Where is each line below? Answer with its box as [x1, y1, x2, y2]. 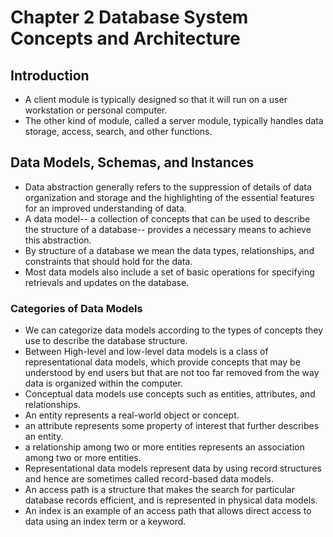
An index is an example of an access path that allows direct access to [24, 505, 312, 517]
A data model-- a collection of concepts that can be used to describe [24, 212, 311, 225]
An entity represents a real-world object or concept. [24, 409, 240, 421]
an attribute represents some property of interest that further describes [24, 420, 320, 432]
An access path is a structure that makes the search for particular [24, 484, 295, 496]
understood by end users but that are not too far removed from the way [24, 367, 320, 379]
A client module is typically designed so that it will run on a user [24, 94, 288, 105]
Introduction [10, 67, 90, 84]
